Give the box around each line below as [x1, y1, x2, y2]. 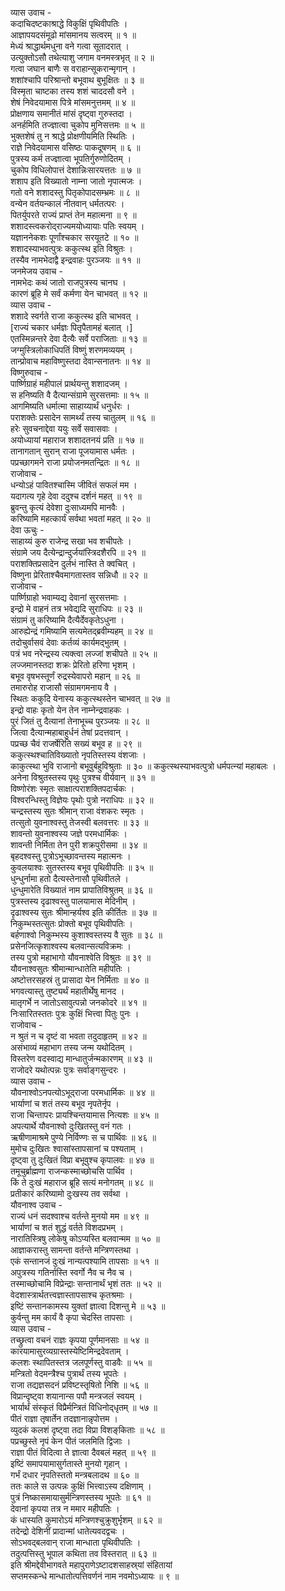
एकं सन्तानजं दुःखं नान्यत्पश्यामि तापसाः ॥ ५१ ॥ [10, 1255, 159, 1267]
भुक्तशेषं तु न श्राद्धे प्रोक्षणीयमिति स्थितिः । [10, 130, 136, 142]
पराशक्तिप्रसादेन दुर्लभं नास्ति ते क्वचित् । [10, 558, 137, 569]
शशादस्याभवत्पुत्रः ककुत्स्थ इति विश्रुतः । [10, 243, 133, 254]
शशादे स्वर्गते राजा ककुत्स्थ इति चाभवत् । [10, 310, 140, 322]
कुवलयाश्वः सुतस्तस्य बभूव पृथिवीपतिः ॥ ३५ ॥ [10, 862, 154, 873]
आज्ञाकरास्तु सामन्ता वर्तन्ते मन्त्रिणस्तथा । [10, 1244, 140, 1256]
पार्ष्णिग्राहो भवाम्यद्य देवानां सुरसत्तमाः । [10, 592, 128, 603]
